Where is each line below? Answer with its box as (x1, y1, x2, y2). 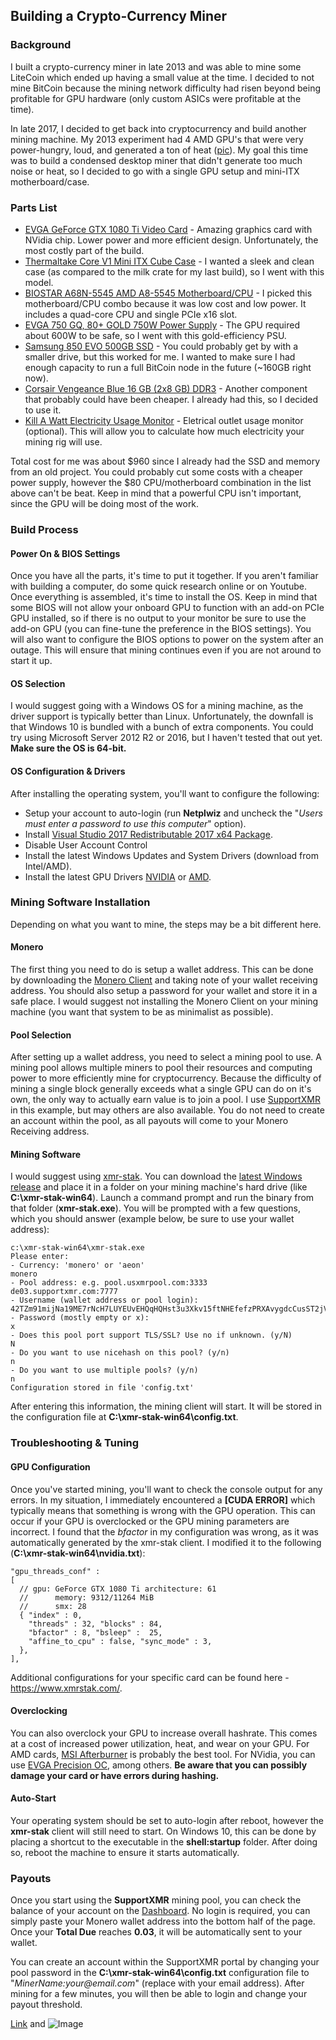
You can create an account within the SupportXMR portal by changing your (10, 1956, 320, 1968)
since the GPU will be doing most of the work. (10, 497, 200, 509)
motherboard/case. (10, 175, 90, 188)
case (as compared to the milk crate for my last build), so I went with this (24, 265, 325, 278)
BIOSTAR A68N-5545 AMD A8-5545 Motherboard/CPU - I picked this (24, 287, 313, 299)
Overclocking (10, 1705, 68, 1717)
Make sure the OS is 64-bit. (10, 742, 127, 754)
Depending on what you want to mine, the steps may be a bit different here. (10, 918, 322, 930)
